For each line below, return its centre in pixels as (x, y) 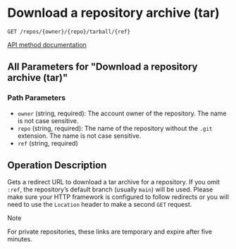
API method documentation (47, 44)
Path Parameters (36, 98)
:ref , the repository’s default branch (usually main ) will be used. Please (110, 190)
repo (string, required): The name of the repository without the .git (115, 128)
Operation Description (57, 166)
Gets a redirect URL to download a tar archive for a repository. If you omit (114, 182)
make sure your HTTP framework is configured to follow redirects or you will (118, 197)
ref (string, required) (48, 143)
